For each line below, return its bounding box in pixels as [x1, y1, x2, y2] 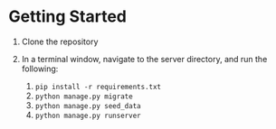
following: [21, 63, 59, 74]
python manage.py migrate [34, 92, 133, 101]
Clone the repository [21, 36, 99, 47]
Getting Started [8, 6, 128, 27]
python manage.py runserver [34, 111, 141, 120]
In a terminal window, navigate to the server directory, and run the [21, 53, 268, 64]
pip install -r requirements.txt [34, 82, 162, 91]
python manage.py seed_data [34, 101, 141, 110]
